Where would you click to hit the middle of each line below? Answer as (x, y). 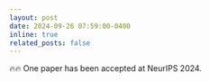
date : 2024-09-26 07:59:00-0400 (70, 26)
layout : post (34, 18)
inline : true (34, 34)
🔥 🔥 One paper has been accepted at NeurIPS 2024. (106, 68)
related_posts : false (50, 43)
